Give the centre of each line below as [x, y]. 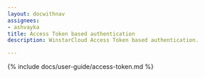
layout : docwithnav [36, 14]
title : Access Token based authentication [71, 34]
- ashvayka [23, 27]
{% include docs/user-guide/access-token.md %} [81, 67]
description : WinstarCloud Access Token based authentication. [103, 40]
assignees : [23, 21]
